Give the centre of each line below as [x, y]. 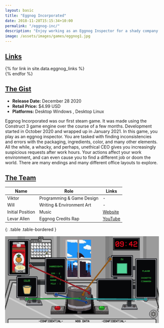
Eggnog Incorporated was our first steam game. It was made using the [76, 121]
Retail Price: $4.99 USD [36, 106]
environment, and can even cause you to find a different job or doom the [78, 157]
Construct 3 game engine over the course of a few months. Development [79, 126]
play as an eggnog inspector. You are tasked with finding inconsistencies [78, 136]
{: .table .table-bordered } [31, 229]
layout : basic [20, 10]
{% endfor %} [19, 74]
